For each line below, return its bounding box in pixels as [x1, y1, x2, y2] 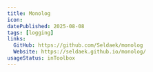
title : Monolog [7, 10, 51, 17]
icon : [7, 16, 23, 23]
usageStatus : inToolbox [7, 55, 76, 62]
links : [7, 36, 26, 43]
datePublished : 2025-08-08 [7, 23, 85, 29]
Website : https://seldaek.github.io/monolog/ [13, 49, 147, 56]
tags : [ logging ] [7, 29, 54, 36]
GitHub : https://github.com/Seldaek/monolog [13, 42, 143, 49]
